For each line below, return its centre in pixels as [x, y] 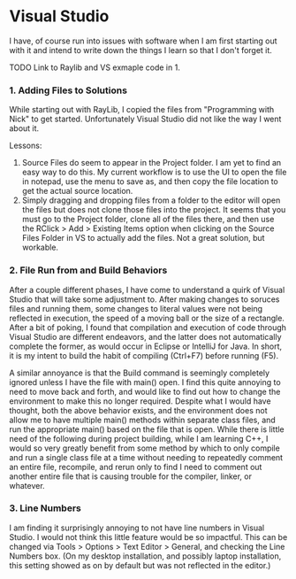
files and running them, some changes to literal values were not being [136, 308]
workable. [40, 247]
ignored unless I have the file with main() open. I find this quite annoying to [145, 382]
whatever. [27, 485]
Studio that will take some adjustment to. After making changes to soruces [144, 299]
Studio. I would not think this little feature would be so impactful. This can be [148, 537]
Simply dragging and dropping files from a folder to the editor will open [151, 200]
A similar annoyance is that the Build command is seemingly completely [140, 373]
